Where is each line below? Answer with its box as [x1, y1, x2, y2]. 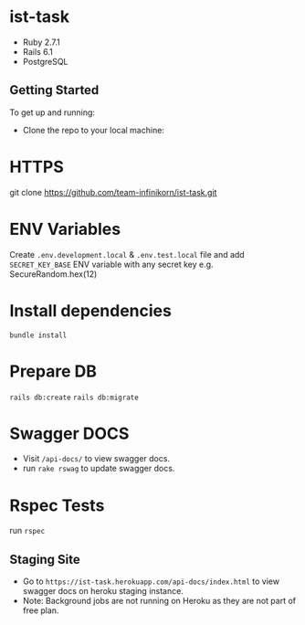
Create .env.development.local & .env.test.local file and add [9, 249, 245, 260]
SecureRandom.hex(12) [9, 268, 98, 280]
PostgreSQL [22, 56, 68, 67]
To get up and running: [9, 107, 96, 118]
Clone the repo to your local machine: [22, 124, 164, 135]
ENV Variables [9, 218, 121, 239]
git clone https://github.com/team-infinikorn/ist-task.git [9, 186, 217, 197]
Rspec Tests [9, 495, 105, 515]
